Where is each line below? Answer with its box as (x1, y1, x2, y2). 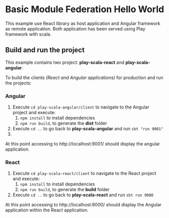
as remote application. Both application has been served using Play (5, 25, 146, 31)
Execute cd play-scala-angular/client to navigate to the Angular (12, 104, 149, 110)
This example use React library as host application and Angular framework (5, 20, 161, 26)
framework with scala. (5, 31, 52, 37)
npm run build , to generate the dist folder (20, 120, 107, 126)
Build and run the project (5, 46, 85, 54)
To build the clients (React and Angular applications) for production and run (5, 75, 163, 81)
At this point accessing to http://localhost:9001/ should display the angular (5, 141, 160, 147)
